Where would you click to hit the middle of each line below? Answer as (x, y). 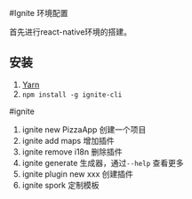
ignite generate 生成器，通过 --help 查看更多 (103, 163)
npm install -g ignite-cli (72, 95)
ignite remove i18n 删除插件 (72, 151)
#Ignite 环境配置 (39, 13)
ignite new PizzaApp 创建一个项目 (84, 129)
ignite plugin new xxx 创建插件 (77, 174)
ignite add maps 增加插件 (68, 140)
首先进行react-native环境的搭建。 (70, 32)
